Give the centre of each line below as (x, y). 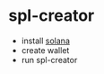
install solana (46, 41)
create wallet (45, 50)
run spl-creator (49, 60)
